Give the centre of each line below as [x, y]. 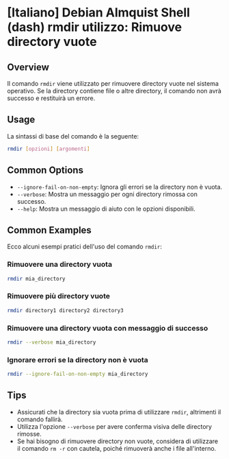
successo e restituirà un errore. [51, 98]
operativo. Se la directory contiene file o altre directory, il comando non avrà [114, 91]
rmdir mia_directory [37, 279]
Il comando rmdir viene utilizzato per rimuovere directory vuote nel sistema [113, 83]
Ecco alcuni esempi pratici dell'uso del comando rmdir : [85, 247]
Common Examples [50, 230]
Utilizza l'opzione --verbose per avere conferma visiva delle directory [114, 426]
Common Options [45, 170]
